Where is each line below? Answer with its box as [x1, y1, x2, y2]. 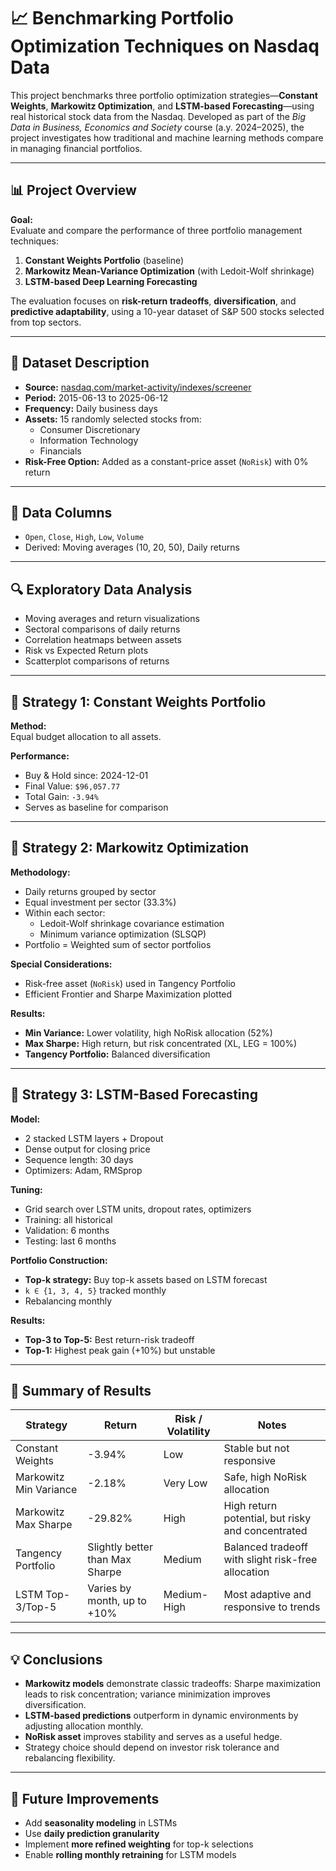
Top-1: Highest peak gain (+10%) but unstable [24, 1344, 216, 1356]
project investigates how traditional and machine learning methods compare [10, 131, 324, 144]
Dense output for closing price [24, 1143, 151, 1155]
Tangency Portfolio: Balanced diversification [24, 1048, 211, 1060]
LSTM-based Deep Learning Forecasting [24, 275, 198, 287]
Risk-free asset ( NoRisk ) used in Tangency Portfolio [24, 977, 236, 989]
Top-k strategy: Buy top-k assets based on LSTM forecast [24, 1273, 268, 1285]
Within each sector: [24, 906, 106, 919]
